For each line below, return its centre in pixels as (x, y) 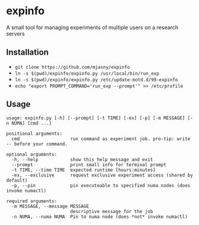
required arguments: (32, 201)
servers (15, 33)
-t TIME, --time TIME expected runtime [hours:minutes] (84, 170)
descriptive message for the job (111, 211)
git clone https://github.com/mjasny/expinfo (72, 67)
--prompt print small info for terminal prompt (89, 164)
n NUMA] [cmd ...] (29, 123)
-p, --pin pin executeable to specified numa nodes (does (101, 185)
